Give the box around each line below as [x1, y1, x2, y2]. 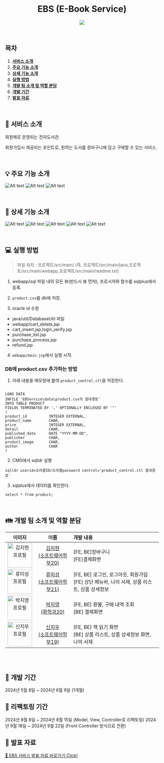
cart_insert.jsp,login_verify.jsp [12, 326, 72, 332]
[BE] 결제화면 [73, 608, 103, 615]
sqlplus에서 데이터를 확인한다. [12, 483, 70, 488]
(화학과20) [41, 608, 65, 615]
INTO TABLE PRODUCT [5, 401, 45, 406]
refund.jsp [12, 342, 33, 348]
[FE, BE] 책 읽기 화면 [73, 624, 119, 631]
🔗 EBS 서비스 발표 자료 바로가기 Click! [5, 752, 78, 758]
